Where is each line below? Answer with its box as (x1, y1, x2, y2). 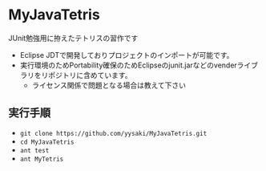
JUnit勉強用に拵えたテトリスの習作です (8, 33, 139, 43)
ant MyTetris (19, 155, 64, 163)
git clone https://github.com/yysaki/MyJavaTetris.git (19, 129, 208, 137)
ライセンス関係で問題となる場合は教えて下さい (31, 80, 187, 90)
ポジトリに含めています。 (47, 70, 132, 79)
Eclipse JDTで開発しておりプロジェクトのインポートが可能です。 (19, 50, 234, 59)
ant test (19, 146, 50, 154)
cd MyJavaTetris (19, 138, 75, 146)
